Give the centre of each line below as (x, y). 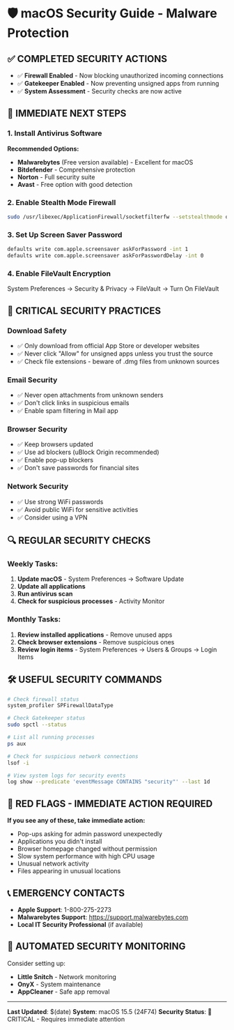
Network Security (38, 487)
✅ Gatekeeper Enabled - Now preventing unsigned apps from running (118, 83)
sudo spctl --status (37, 725)
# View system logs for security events (67, 775)
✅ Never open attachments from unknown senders (90, 395)
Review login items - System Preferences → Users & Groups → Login (117, 649)
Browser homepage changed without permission (87, 849)
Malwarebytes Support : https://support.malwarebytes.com (103, 917)
